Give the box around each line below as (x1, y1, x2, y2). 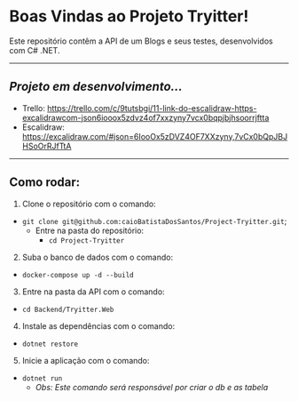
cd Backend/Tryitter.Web (21, 305, 114, 314)
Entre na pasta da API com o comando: (21, 286, 166, 297)
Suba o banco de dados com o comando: (21, 252, 174, 262)
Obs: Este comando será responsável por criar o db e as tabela (35, 381, 269, 392)
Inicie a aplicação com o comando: (21, 355, 150, 365)
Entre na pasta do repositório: (35, 225, 145, 236)
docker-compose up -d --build (21, 270, 135, 279)
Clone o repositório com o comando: (21, 198, 157, 209)
